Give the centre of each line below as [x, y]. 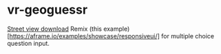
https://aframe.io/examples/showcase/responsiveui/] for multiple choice [112, 36]
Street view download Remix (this [54, 29]
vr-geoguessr [48, 10]
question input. [29, 43]
